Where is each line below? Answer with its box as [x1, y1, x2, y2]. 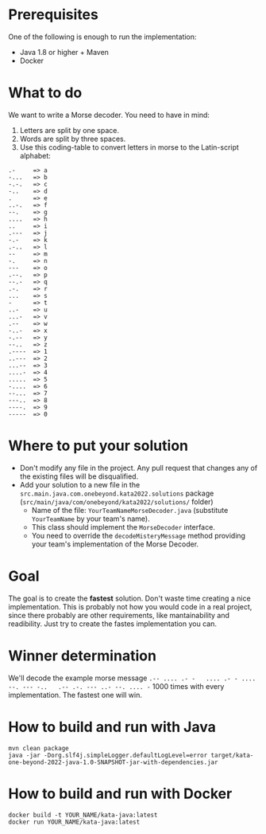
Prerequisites [8, 6, 99, 24]
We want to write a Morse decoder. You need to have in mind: [8, 110, 210, 119]
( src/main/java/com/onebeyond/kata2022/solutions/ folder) [19, 496, 214, 507]
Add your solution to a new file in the [19, 480, 141, 489]
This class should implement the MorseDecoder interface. [31, 522, 216, 531]
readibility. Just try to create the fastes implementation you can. [8, 619, 217, 628]
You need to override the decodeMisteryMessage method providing [31, 531, 246, 540]
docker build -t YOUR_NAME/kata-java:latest [8, 811, 158, 819]
